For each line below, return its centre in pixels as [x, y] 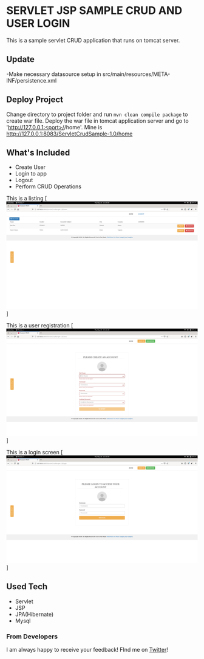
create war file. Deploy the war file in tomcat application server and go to [98, 121]
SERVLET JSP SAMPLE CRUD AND [94, 11]
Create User [30, 167]
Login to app [31, 174]
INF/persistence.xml [32, 80]
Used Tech [27, 587]
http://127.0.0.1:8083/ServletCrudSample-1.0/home [70, 134]
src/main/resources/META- [136, 74]
